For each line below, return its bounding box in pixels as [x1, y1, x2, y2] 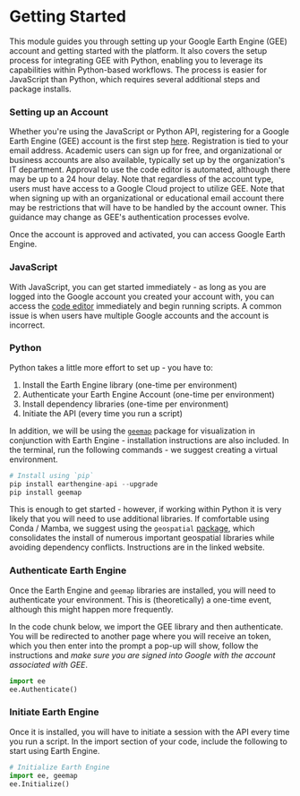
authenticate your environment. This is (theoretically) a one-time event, [9, 594, 271, 605]
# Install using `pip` [9, 471, 94, 480]
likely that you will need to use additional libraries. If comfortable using [9, 513, 270, 525]
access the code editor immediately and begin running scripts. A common [9, 300, 282, 311]
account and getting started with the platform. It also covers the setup [9, 45, 267, 56]
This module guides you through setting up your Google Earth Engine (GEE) [9, 36, 288, 47]
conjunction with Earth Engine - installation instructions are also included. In [9, 434, 289, 445]
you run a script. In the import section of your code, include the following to [9, 736, 288, 747]
